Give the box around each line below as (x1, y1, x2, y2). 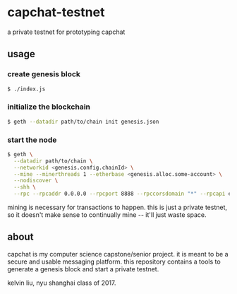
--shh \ (13, 184, 37, 191)
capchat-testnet (7, 4, 105, 20)
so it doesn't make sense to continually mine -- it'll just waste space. (7, 211, 207, 219)
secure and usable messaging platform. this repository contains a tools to (7, 257, 221, 266)
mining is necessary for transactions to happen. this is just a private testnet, (7, 203, 228, 212)
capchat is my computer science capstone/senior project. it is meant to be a (7, 249, 229, 258)
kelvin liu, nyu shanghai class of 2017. (7, 278, 116, 287)
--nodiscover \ (13, 177, 59, 184)
